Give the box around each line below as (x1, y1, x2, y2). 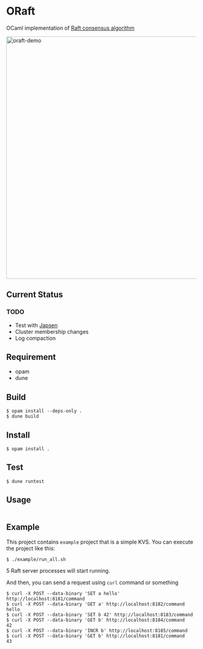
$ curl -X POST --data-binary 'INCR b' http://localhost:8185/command (6, 627, 188, 634)
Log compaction (14, 334, 56, 342)
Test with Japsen (14, 321, 58, 328)
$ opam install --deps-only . (6, 408, 83, 414)
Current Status (6, 290, 63, 300)
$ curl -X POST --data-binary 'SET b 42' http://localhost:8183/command (6, 611, 193, 617)
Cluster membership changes (14, 328, 89, 335)
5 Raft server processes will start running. (6, 567, 111, 574)
